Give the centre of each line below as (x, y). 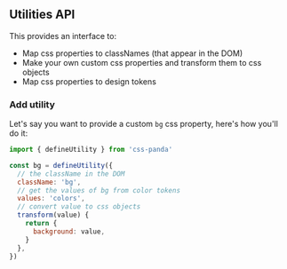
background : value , (68, 231)
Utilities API (42, 15)
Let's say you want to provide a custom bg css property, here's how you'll (143, 124)
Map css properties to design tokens (89, 81)
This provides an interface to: (63, 36)
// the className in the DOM (71, 174)
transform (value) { (53, 215)
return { (41, 224)
